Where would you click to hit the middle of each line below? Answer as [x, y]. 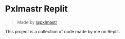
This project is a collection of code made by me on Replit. [62, 31]
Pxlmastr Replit [36, 9]
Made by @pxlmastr [37, 22]
